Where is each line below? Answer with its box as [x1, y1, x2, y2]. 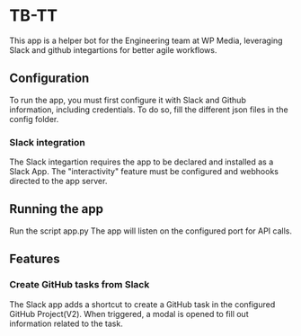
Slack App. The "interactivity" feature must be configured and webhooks [9, 166, 279, 177]
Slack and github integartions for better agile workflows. [9, 44, 217, 55]
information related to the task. [9, 318, 123, 329]
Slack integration [9, 136, 85, 148]
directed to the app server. [9, 176, 108, 187]
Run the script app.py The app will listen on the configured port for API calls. [9, 225, 293, 236]
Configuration [9, 71, 90, 86]
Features [9, 252, 60, 267]
